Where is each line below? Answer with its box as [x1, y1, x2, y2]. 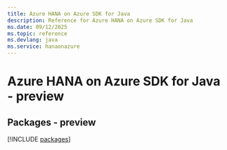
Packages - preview [7, 116, 96, 128]
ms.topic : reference [7, 30, 68, 37]
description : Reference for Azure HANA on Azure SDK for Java [7, 17, 193, 24]
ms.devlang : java [7, 37, 58, 44]
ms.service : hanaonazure [7, 43, 80, 50]
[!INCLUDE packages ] [7, 135, 71, 143]
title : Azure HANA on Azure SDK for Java [7, 10, 131, 18]
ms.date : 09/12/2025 [7, 23, 68, 30]
